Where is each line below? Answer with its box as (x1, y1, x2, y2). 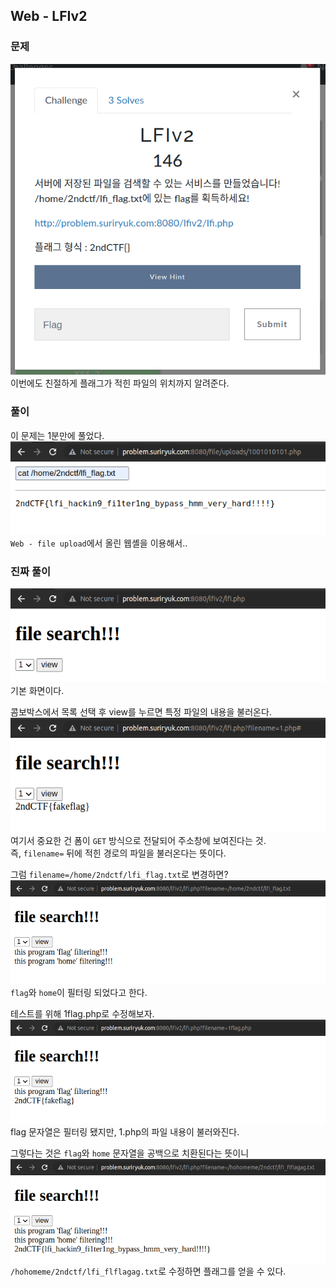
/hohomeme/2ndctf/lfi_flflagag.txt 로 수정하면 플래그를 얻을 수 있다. (10, 1265, 287, 1277)
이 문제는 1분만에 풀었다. (10, 429, 105, 441)
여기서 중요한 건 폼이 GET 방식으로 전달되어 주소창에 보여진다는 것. (10, 834, 267, 846)
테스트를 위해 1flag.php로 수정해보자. (10, 1007, 155, 1019)
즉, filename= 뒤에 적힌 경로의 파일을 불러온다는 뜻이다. (10, 847, 227, 859)
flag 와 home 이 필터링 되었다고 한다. (10, 986, 148, 998)
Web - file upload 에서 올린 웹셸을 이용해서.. (10, 537, 188, 549)
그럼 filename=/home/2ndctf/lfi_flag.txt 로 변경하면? (10, 868, 229, 880)
